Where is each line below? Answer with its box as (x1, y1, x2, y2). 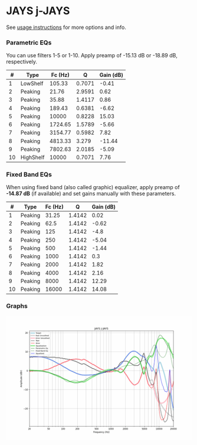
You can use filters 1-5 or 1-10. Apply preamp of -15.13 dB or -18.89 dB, (6, 52, 178, 59)
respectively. (6, 58, 37, 66)
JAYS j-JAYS (6, 4, 70, 18)
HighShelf (20, 154, 45, 161)
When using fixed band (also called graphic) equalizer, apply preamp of (6, 184, 180, 191)
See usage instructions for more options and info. (6, 24, 127, 31)
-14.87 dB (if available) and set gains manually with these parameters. (6, 190, 176, 197)
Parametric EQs (6, 38, 52, 47)
